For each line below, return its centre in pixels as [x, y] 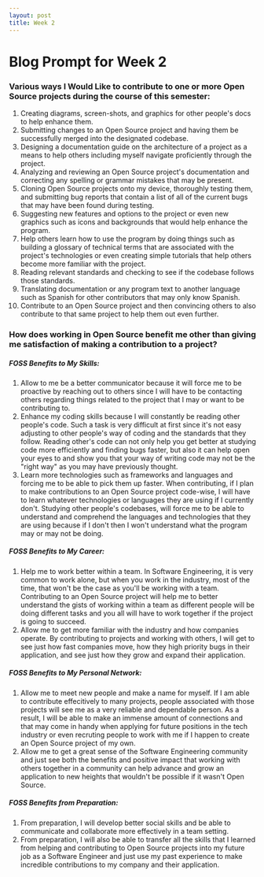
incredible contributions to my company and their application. [119, 864]
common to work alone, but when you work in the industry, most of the [135, 579]
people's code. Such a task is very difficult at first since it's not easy [131, 424]
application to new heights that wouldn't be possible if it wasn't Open [132, 776]
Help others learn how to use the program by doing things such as [127, 239]
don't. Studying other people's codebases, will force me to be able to [132, 508]
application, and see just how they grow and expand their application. [133, 655]
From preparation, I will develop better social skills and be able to [125, 823]
